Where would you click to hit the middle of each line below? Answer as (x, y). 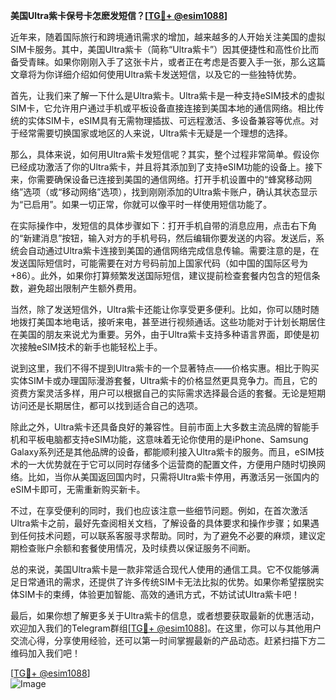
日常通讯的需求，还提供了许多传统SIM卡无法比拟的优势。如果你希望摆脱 (167, 582)
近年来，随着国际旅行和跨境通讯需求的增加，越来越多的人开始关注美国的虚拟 (168, 37)
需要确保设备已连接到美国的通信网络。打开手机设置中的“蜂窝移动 (170, 179)
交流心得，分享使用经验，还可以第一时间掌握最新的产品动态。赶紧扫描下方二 (168, 640)
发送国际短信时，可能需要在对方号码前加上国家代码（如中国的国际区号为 (159, 263)
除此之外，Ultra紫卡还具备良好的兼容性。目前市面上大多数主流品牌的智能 (160, 427)
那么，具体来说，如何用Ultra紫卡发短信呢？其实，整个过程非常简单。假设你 (165, 154)
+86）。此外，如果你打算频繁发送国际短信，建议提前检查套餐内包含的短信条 (165, 275)
